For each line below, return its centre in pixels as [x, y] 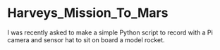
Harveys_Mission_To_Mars [88, 13]
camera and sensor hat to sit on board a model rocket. [86, 39]
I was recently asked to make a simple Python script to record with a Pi [110, 32]
